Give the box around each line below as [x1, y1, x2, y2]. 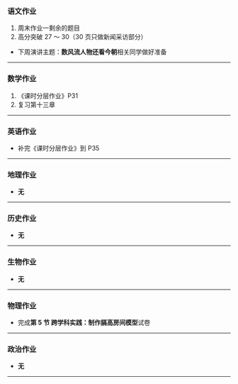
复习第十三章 [17, 100, 55, 109]
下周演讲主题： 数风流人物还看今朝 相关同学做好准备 [17, 48, 167, 56]
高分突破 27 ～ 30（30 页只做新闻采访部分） [17, 33, 147, 41]
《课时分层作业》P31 [17, 91, 79, 100]
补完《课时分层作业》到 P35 [17, 143, 100, 152]
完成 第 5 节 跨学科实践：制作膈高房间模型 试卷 [17, 318, 151, 327]
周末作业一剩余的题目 [17, 23, 80, 33]
